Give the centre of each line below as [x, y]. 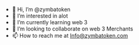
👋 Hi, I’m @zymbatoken [41, 9]
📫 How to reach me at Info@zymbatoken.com [70, 36]
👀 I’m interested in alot [40, 16]
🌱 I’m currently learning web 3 [50, 22]
